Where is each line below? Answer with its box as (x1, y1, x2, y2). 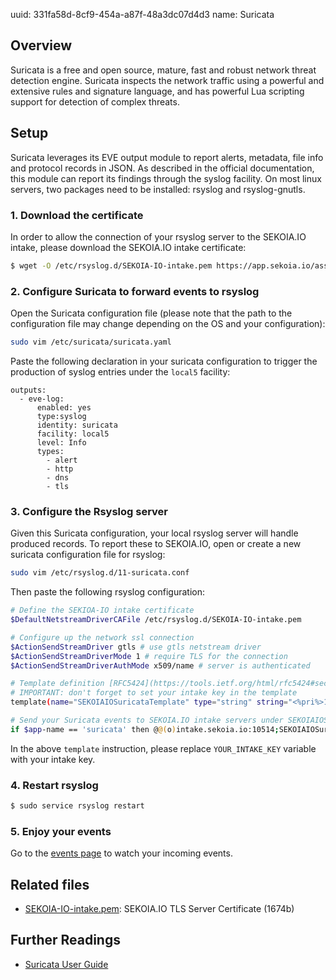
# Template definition (10, 679, 105, 689)
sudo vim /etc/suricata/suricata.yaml (10, 337, 172, 348)
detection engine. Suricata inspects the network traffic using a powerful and (10, 74, 325, 86)
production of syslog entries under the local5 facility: (10, 365, 231, 378)
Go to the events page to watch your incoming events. (10, 847, 233, 859)
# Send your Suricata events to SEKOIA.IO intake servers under (10, 715, 284, 726)
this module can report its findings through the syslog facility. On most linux (10, 172, 322, 184)
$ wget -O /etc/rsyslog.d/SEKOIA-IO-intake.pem (10, 260, 213, 271)
